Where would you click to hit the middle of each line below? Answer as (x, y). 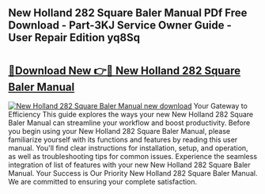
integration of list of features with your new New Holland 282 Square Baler (129, 165)
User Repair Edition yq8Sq (74, 38)
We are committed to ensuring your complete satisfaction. (103, 182)
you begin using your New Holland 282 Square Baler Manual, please (119, 131)
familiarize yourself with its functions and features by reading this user (123, 139)
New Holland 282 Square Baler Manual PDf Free (128, 13)
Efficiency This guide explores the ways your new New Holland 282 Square (131, 114)
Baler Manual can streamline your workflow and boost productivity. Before (129, 123)
